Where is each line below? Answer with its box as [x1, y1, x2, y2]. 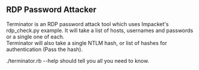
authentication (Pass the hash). [6, 46, 83, 53]
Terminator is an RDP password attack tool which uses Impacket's [6, 20, 169, 27]
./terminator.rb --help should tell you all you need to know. [6, 57, 149, 64]
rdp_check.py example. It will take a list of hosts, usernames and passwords [6, 27, 194, 34]
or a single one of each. [6, 33, 65, 40]
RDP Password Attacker [6, 5, 97, 15]
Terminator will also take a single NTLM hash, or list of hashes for [6, 39, 167, 46]
